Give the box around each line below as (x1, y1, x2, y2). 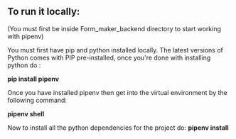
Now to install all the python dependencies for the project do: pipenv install (7, 123, 229, 132)
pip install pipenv (7, 74, 59, 83)
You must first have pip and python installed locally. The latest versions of (7, 45, 224, 54)
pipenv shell (7, 109, 45, 118)
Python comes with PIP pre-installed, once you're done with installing (7, 53, 211, 62)
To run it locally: (7, 6, 80, 18)
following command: (7, 96, 68, 104)
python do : (7, 60, 41, 69)
